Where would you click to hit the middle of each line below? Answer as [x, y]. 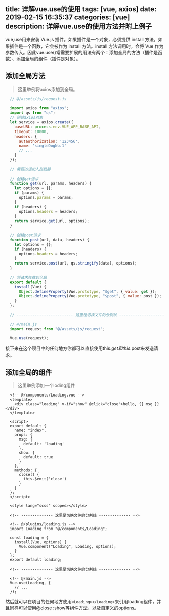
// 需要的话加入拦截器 [30, 169]
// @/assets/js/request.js [38, 99]
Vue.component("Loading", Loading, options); [67, 547]
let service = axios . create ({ [41, 122]
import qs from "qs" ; [33, 113]
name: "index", [30, 431]
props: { [24, 435]
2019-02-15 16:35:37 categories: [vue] [68, 17]
